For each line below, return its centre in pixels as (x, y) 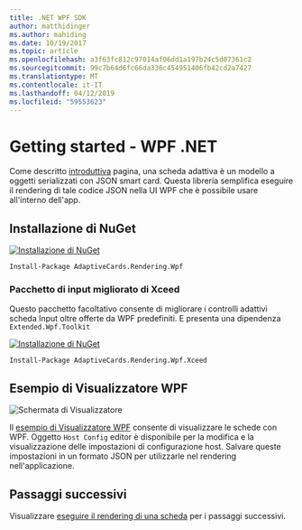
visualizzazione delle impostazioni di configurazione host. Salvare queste (145, 447)
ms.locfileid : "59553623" (58, 102)
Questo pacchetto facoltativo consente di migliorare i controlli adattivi (138, 309)
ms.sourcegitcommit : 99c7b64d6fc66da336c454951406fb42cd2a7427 (131, 69)
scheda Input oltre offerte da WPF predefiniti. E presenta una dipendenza (145, 319)
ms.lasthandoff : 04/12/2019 (62, 93)
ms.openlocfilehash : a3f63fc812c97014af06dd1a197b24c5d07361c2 (131, 60)
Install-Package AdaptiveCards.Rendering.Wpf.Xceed (108, 361)
